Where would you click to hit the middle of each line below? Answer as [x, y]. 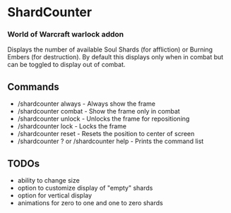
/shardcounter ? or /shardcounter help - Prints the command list [111, 141]
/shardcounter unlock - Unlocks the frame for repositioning [103, 119]
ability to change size [48, 181]
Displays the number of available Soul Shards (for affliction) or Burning [110, 49]
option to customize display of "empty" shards [85, 188]
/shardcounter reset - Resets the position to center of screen [106, 134]
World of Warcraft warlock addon [66, 35]
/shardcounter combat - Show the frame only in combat [99, 111]
